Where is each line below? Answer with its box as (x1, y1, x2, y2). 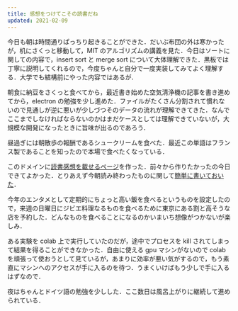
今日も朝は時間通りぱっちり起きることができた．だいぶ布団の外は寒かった (7, 37, 225, 46)
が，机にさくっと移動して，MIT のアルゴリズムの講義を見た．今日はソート (7, 46, 225, 55)
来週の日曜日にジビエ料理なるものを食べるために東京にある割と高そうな (19, 203, 231, 213)
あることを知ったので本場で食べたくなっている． (25, 147, 169, 156)
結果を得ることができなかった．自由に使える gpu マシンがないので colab (13, 245, 227, 254)
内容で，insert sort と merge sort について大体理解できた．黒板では (31, 55, 229, 64)
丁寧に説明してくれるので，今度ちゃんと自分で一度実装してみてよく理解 (7, 64, 218, 72)
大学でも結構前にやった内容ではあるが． (19, 72, 138, 81)
